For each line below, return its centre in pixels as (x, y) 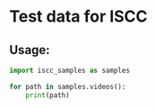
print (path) (48, 95)
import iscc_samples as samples (69, 70)
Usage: (30, 50)
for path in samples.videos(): (68, 86)
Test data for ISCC (78, 17)
